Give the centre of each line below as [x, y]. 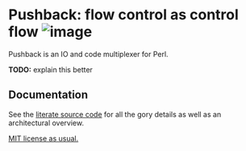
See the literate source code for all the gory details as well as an [115, 114]
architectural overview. [46, 123]
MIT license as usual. [44, 138]
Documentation [48, 95]
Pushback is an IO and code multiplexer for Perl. [88, 54]
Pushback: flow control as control [124, 15]
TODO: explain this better [50, 69]
